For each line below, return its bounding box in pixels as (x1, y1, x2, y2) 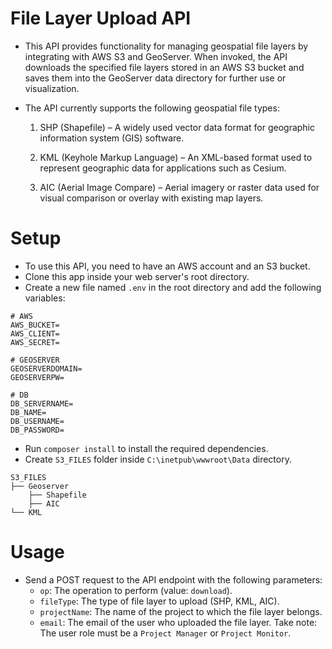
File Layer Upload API (10, 7, 192, 30)
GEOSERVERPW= (10, 372, 65, 382)
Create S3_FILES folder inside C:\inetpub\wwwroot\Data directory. (24, 453, 292, 465)
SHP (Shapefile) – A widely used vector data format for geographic (39, 121, 316, 133)
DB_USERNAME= (10, 416, 65, 426)
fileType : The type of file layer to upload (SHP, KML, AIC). (39, 595, 280, 607)
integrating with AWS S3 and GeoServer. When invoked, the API (24, 50, 288, 62)
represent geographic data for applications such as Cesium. (39, 162, 287, 174)
